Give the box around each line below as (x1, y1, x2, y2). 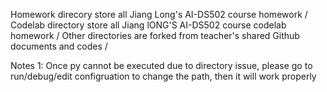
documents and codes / (10, 40, 108, 52)
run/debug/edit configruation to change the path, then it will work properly (10, 70, 317, 82)
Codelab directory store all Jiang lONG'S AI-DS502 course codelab (10, 19, 287, 31)
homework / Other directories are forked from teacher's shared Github (10, 30, 300, 41)
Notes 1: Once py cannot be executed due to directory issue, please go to (10, 60, 313, 71)
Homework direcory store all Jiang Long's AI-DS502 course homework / (10, 9, 308, 20)
